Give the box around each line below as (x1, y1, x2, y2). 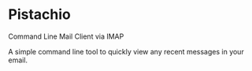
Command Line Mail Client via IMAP (8, 32, 124, 41)
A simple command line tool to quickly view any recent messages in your (8, 47, 244, 56)
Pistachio (8, 6, 71, 24)
